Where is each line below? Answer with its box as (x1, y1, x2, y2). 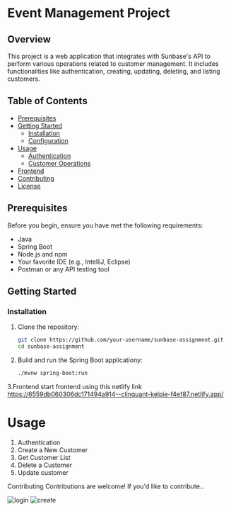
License (17, 181, 41, 190)
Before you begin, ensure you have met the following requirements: (7, 221, 203, 230)
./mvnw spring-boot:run (17, 370, 88, 377)
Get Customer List (17, 453, 71, 461)
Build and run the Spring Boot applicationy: (17, 356, 143, 364)
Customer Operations (28, 159, 91, 167)
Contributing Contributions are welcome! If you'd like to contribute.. (7, 482, 203, 490)
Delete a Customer (17, 461, 73, 469)
